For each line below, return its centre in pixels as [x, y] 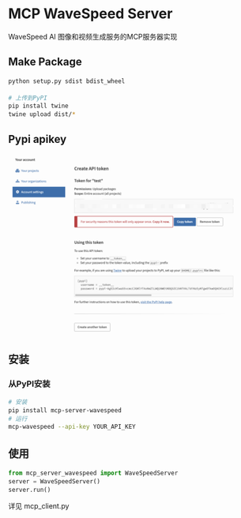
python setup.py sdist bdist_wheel [67, 81]
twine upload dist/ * [42, 114]
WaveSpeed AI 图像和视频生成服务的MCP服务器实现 [93, 36]
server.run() [30, 490]
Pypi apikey [38, 139]
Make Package [45, 62]
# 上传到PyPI [28, 98]
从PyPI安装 [29, 384]
